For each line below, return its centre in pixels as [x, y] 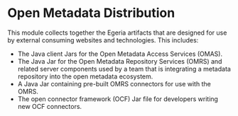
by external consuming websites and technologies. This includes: [103, 40]
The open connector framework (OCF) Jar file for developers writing [118, 99]
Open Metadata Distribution [91, 13]
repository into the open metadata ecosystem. [85, 76]
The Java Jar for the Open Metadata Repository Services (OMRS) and [120, 61]
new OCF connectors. [50, 106]
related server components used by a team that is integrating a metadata [124, 69]
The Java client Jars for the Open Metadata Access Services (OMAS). [120, 54]
